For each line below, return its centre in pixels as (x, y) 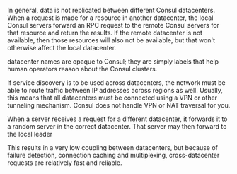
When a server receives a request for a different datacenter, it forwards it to (117, 119)
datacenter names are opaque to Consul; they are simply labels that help (113, 62)
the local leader (30, 134)
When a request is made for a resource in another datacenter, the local (110, 18)
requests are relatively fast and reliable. (65, 163)
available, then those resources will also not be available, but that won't (111, 40)
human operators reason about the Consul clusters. (82, 69)
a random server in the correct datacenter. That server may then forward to (117, 126)
